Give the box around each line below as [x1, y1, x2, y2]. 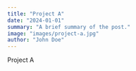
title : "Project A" [7, 10, 65, 18]
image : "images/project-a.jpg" [7, 30, 99, 37]
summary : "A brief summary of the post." [7, 23, 131, 30]
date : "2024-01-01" [7, 17, 65, 24]
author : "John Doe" [7, 37, 65, 44]
